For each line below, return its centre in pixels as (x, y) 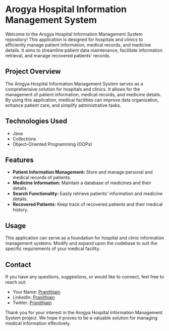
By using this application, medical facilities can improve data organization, (82, 100)
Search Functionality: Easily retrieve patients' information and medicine (88, 194)
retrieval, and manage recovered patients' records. (58, 55)
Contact (18, 264)
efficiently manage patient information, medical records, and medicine (78, 45)
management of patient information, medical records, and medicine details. (83, 94)
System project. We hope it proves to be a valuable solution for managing (81, 318)
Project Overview (33, 72)
